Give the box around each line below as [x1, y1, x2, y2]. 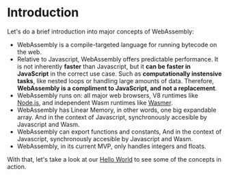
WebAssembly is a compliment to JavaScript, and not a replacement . [16, 84, 217, 92]
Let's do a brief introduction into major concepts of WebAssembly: [7, 27, 195, 35]
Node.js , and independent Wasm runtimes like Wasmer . [16, 98, 173, 106]
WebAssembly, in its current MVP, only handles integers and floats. [16, 142, 206, 150]
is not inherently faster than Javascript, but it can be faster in [16, 62, 191, 70]
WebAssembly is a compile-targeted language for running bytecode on [16, 40, 217, 48]
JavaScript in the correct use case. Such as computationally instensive [16, 70, 222, 78]
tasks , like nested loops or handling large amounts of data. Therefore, [16, 76, 214, 85]
